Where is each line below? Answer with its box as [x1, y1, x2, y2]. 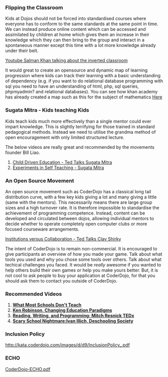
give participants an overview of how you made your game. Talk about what [5, 251, 162, 257]
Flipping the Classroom [5, 4, 63, 11]
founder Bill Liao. [5, 149, 40, 155]
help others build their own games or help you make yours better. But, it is [5, 267, 158, 273]
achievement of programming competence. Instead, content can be [5, 210, 145, 216]
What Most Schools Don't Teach [12, 302, 81, 308]
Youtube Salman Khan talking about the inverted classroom [5, 58, 128, 64]
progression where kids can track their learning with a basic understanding [5, 73, 161, 79]
